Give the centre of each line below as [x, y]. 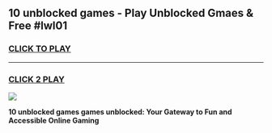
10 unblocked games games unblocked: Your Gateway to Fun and [120, 111]
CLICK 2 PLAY [36, 79]
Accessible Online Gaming [54, 120]
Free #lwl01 [38, 26]
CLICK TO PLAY [40, 49]
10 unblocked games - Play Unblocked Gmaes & [131, 13]
